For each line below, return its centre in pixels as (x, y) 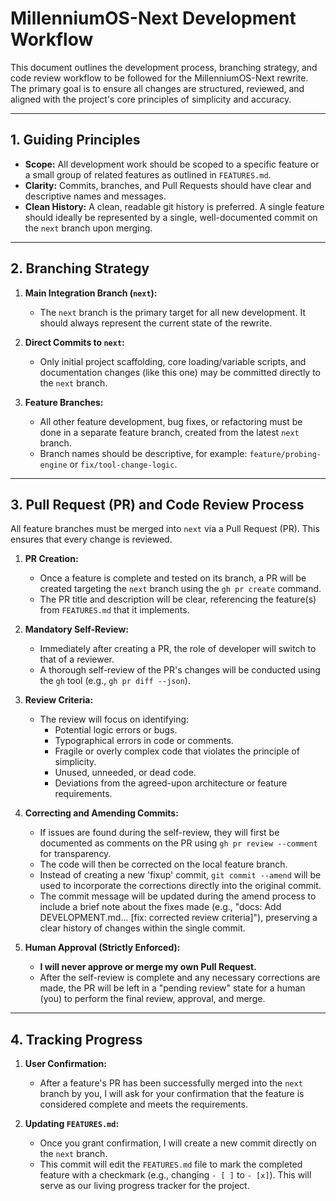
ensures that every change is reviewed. (91, 539)
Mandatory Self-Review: (77, 629)
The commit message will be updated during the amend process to (178, 896)
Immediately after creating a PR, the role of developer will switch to (178, 649)
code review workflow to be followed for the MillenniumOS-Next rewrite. (159, 78)
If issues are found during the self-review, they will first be (159, 833)
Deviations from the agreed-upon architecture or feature (171, 783)
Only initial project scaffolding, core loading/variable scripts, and (173, 361)
